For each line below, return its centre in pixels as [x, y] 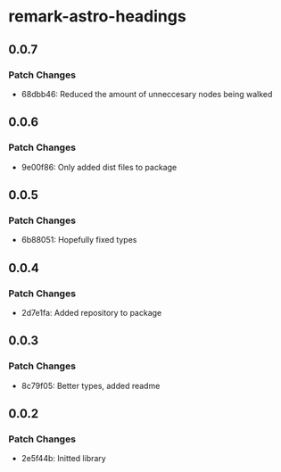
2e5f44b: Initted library [63, 459]
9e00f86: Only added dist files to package [99, 167]
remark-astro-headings [97, 17]
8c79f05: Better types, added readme [91, 385]
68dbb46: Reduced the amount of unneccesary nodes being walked [147, 94]
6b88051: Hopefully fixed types [79, 240]
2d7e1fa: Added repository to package [91, 312]
